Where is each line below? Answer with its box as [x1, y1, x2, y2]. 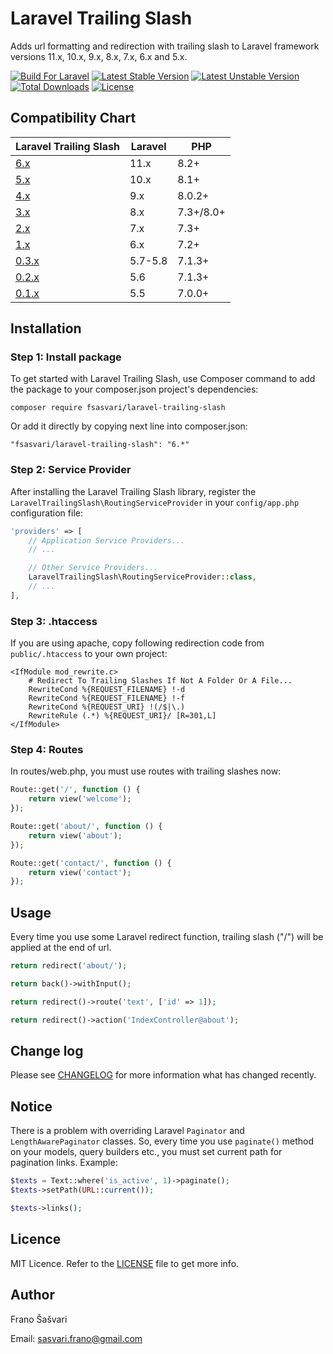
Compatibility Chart [10, 110, 137, 127]
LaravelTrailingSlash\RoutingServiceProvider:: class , [28, 572, 257, 582]
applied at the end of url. [10, 942, 112, 954]
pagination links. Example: [10, 1157, 118, 1169]
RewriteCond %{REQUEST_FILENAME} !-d [28, 685, 186, 695]
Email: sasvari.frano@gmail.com [10, 1332, 143, 1344]
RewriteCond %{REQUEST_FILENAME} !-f [28, 693, 186, 704]
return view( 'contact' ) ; [28, 867, 132, 877]
